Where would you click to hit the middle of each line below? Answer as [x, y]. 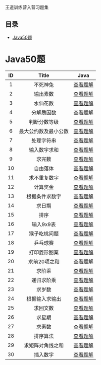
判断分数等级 [44, 122]
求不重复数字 [44, 178]
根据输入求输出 [44, 298]
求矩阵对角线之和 [44, 345]
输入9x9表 [44, 224]
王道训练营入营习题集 [27, 7]
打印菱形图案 [44, 252]
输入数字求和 [44, 149]
